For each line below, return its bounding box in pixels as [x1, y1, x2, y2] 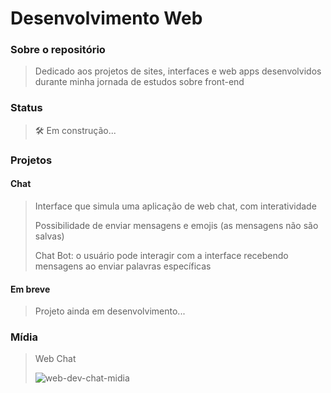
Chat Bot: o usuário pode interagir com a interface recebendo [34, 249, 289, 261]
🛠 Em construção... [34, 124, 117, 136]
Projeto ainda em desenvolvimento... [34, 305, 186, 317]
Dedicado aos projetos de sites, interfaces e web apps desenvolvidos [34, 65, 322, 77]
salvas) [34, 230, 65, 242]
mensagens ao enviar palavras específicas [34, 260, 212, 272]
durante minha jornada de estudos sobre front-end [34, 76, 245, 88]
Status [10, 101, 43, 115]
